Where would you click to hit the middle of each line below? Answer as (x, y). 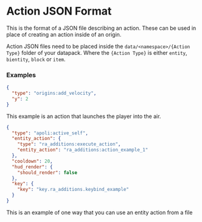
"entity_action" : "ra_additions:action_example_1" (83, 150)
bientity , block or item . (36, 59)
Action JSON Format (59, 11)
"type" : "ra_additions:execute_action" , (69, 144)
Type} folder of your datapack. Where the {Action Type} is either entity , (97, 52)
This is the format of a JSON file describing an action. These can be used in (101, 28)
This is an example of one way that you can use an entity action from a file (99, 212)
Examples (21, 75)
